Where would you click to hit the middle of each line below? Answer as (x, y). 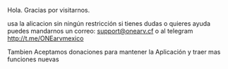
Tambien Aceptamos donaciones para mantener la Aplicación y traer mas (114, 52)
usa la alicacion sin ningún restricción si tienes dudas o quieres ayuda (109, 23)
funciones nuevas (33, 59)
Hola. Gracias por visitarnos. (49, 10)
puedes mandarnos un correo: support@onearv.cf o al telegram (100, 31)
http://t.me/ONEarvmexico (46, 38)
